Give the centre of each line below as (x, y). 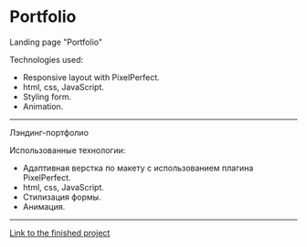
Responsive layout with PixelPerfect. (91, 77)
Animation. (43, 106)
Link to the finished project (60, 232)
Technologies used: (47, 59)
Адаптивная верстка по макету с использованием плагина (138, 168)
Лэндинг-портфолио (49, 132)
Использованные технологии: (68, 150)
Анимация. (44, 206)
